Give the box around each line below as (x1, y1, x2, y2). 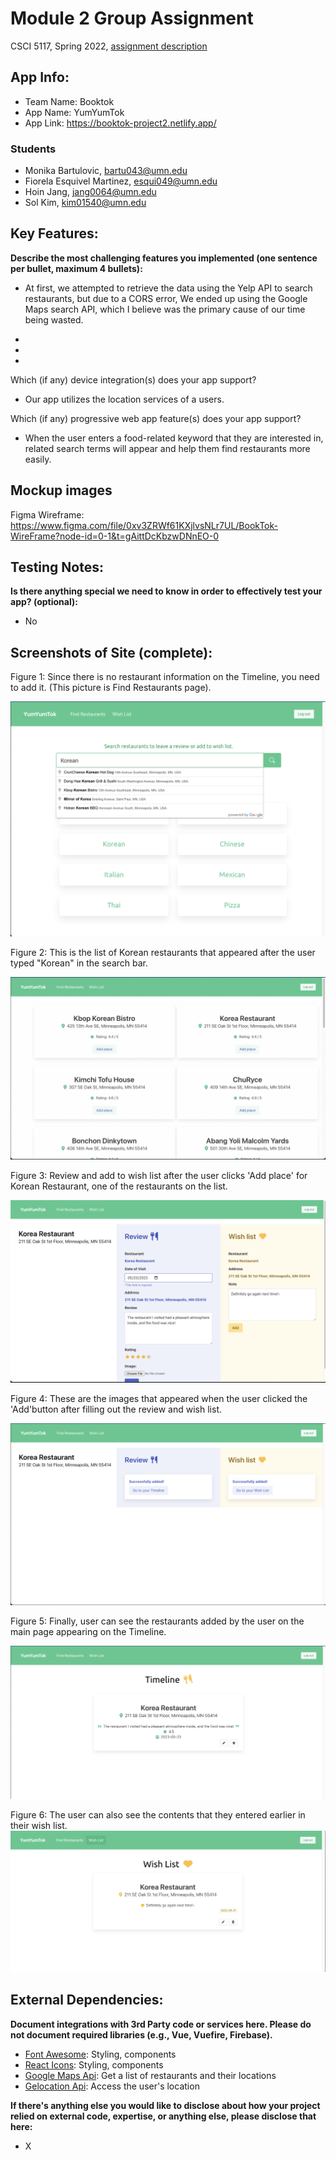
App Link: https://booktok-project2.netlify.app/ (24, 117, 217, 129)
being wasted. (24, 313, 84, 326)
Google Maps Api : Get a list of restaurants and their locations (24, 2069, 277, 2081)
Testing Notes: (10, 559, 104, 576)
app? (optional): (10, 596, 78, 608)
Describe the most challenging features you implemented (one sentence (10, 252, 318, 264)
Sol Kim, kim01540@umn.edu (24, 197, 147, 209)
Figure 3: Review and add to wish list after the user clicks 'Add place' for (10, 1169, 308, 1181)
